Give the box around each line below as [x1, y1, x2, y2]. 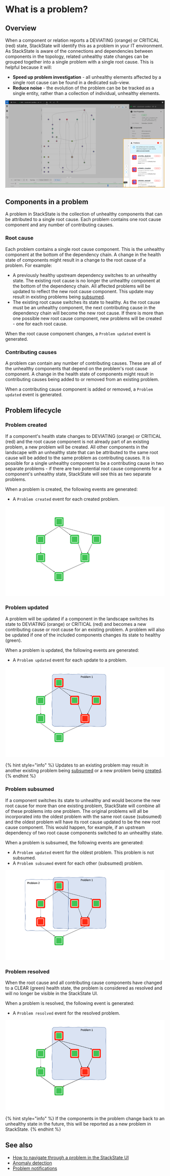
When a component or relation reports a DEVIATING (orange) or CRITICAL [5, 37, 159, 43]
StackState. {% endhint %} [5, 1126, 62, 1132]
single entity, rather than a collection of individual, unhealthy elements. [12, 90, 160, 96]
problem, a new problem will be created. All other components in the [5, 443, 148, 450]
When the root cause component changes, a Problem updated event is [5, 330, 151, 336]
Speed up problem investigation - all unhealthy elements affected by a [12, 74, 161, 80]
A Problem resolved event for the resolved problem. [12, 1010, 120, 1016]
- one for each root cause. [12, 321, 67, 327]
